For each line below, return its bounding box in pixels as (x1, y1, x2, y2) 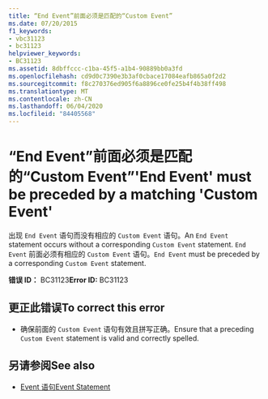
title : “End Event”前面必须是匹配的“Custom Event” (8, 11, 173, 20)
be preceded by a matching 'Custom (8, 186, 258, 204)
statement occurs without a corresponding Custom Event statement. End (8, 239, 247, 249)
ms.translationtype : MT (8, 87, 89, 96)
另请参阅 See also (8, 358, 96, 373)
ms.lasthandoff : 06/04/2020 (8, 102, 104, 110)
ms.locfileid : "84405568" (8, 110, 96, 118)
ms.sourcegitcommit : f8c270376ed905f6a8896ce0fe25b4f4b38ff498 (8, 79, 227, 88)
